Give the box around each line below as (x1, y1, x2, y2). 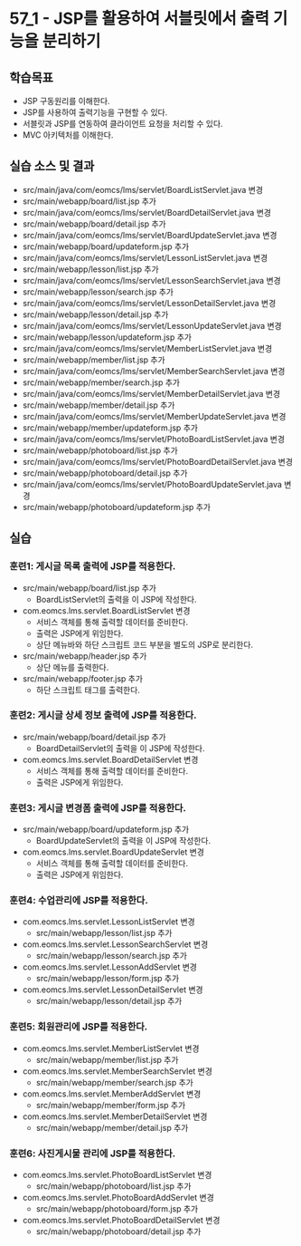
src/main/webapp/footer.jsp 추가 (22, 672, 143, 684)
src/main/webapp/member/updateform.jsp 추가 (22, 422, 199, 433)
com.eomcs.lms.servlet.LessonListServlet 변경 (22, 916, 196, 927)
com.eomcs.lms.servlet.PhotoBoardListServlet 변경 (22, 1169, 212, 1180)
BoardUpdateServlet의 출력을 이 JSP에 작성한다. (35, 835, 211, 846)
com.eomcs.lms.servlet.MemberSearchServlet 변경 (22, 1066, 212, 1077)
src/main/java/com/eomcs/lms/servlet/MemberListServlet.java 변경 (22, 343, 273, 353)
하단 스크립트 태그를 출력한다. (35, 684, 140, 695)
